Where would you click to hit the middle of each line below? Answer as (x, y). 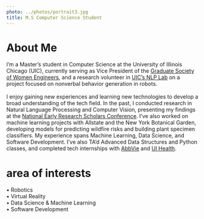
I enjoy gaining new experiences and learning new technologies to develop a (102, 97)
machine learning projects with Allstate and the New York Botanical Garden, (101, 123)
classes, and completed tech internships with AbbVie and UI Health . (91, 148)
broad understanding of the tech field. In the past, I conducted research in (99, 103)
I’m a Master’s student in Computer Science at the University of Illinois (94, 64)
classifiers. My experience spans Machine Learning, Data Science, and (95, 136)
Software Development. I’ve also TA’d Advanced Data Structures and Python (102, 142)
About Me (32, 48)
